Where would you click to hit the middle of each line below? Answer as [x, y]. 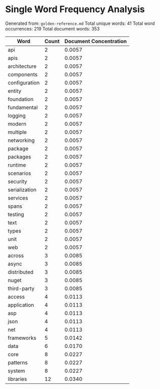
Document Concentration [96, 41]
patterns [18, 362]
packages [19, 157]
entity [15, 91]
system [16, 371]
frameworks [22, 338]
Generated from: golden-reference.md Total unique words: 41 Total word [80, 23]
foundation [21, 99]
